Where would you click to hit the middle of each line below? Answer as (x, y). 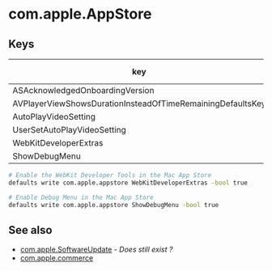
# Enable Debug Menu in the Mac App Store (81, 197)
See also (30, 230)
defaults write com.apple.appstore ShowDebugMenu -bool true (114, 205)
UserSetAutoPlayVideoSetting (70, 130)
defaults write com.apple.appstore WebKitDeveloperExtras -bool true (128, 183)
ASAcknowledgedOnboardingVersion (83, 90)
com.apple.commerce (57, 258)
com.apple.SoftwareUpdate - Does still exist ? (96, 250)
